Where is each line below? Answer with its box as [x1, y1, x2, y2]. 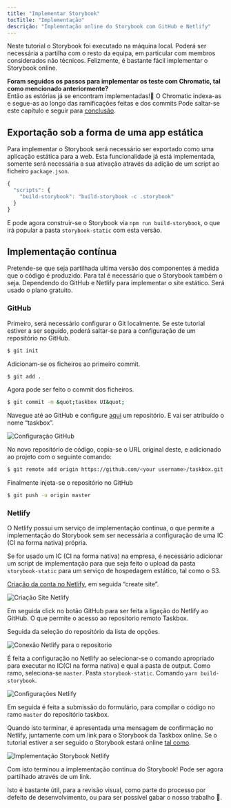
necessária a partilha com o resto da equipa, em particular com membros [7, 49, 216, 57]
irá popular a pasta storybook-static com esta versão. [7, 226, 162, 234]
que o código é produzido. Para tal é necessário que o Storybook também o [7, 271, 223, 280]
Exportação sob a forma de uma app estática [7, 126, 203, 138]
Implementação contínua [7, 246, 117, 258]
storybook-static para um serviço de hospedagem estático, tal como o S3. [7, 567, 221, 575]
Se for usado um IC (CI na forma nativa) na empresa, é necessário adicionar [7, 552, 223, 560]
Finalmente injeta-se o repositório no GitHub [7, 479, 133, 487]
